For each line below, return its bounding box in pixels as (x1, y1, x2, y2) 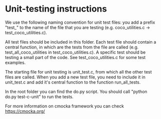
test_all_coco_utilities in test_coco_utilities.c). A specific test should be (5, 49, 146, 55)
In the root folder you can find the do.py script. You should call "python (5, 89, 147, 94)
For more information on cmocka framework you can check (5, 103, 124, 109)
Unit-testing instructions (5, 3, 107, 15)
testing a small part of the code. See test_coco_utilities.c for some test (5, 54, 146, 60)
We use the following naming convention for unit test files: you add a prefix (5, 19, 156, 25)
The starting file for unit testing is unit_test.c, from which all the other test (5, 69, 152, 74)
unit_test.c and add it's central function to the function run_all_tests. (5, 79, 141, 85)
